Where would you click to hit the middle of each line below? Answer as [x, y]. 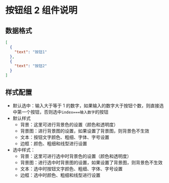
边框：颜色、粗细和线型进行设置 [54, 143]
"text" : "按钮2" [31, 66]
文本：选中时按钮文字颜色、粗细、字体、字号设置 [71, 169]
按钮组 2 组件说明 [41, 10]
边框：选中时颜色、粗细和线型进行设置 [60, 175]
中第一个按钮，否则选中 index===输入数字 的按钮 [60, 112]
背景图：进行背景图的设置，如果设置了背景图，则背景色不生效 [85, 131]
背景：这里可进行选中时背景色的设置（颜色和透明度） [76, 156]
